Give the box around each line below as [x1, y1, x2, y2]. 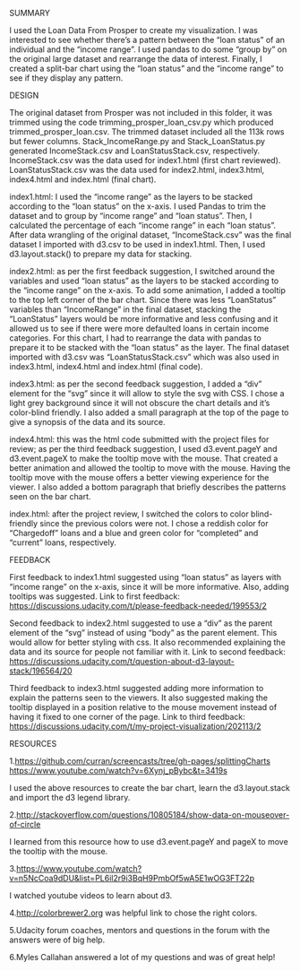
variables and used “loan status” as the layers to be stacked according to [9, 275, 279, 286]
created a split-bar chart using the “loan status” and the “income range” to [9, 63, 284, 74]
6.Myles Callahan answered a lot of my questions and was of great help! [9, 952, 276, 962]
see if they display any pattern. [9, 73, 124, 83]
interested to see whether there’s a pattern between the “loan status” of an [9, 35, 285, 45]
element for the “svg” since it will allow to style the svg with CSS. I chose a [9, 388, 285, 398]
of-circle [9, 819, 41, 829]
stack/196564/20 [9, 665, 73, 676]
